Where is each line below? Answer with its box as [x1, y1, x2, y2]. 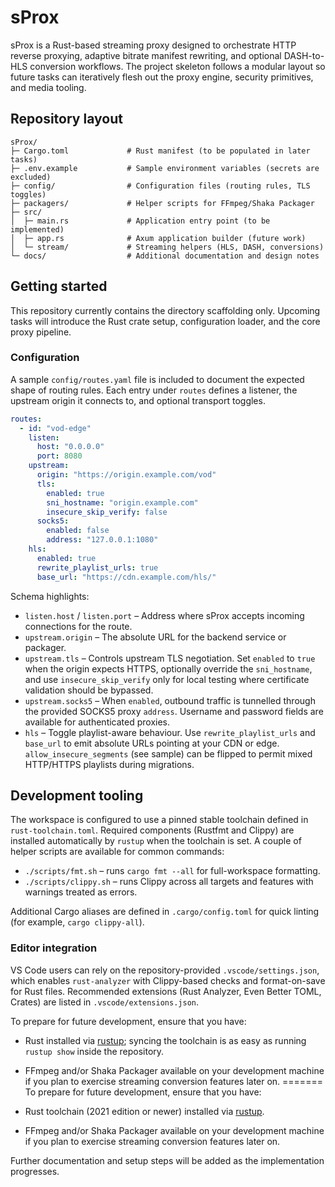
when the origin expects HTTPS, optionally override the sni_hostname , [24, 662, 313, 675]
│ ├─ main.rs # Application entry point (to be [10, 216, 271, 226]
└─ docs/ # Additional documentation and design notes [10, 251, 320, 261]
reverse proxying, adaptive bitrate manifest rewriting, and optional [10, 49, 282, 61]
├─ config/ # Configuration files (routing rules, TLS [10, 181, 311, 191]
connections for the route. [24, 620, 133, 632]
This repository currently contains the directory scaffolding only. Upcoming [10, 304, 321, 316]
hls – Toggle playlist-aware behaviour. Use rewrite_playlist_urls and [24, 726, 316, 738]
